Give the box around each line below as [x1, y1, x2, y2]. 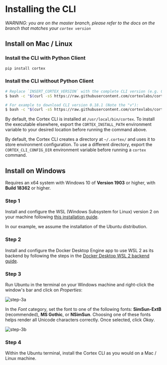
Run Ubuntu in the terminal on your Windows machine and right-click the [5, 282, 155, 287]
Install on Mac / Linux [5, 40, 73, 48]
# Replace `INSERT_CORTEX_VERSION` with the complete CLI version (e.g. [5, 89, 159, 94]
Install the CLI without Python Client [5, 78, 94, 85]
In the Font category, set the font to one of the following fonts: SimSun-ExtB [5, 306, 162, 312]
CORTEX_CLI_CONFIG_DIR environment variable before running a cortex [5, 147, 147, 153]
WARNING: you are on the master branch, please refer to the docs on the [5, 20, 155, 26]
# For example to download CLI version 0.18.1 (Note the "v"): [5, 102, 139, 107]
